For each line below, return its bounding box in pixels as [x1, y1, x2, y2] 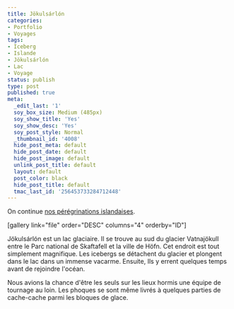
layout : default [13, 168, 62, 175]
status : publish [7, 76, 55, 83]
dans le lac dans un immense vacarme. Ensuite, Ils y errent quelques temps [7, 257, 228, 266]
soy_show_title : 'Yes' [13, 115, 81, 122]
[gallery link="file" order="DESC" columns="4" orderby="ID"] [7, 221, 187, 230]
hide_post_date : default [13, 148, 87, 156]
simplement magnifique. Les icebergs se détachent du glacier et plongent [7, 250, 223, 258]
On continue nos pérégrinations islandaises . [7, 207, 136, 216]
